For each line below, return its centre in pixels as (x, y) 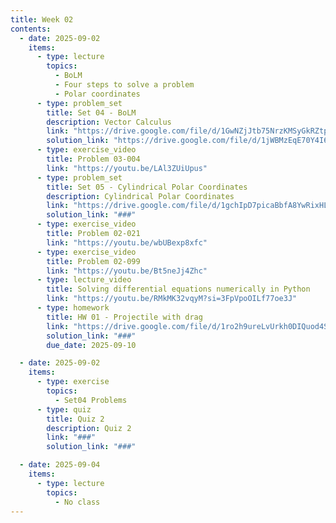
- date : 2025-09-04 (60, 465)
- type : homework (73, 308)
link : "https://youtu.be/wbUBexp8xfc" (127, 242)
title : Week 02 (42, 19)
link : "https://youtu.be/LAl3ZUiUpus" (127, 168)
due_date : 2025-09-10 (91, 345)
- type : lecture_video (84, 280)
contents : (31, 29)
